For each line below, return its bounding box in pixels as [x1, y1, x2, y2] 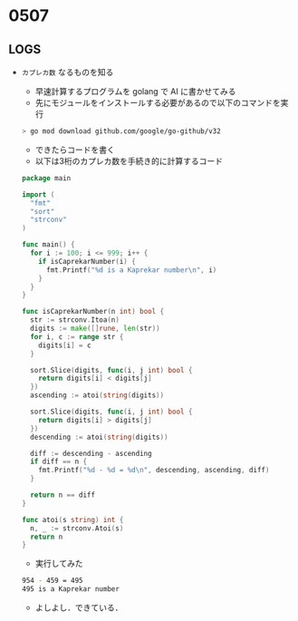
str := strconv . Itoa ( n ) [30, 315, 120, 325]
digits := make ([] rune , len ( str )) [30, 324, 160, 333]
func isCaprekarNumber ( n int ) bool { [21, 307, 165, 316]
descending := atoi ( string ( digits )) [30, 432, 168, 441]
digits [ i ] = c [38, 341, 91, 350]
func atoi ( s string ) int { [21, 515, 124, 524]
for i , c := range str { [30, 332, 124, 341]
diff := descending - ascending [30, 449, 152, 458]
